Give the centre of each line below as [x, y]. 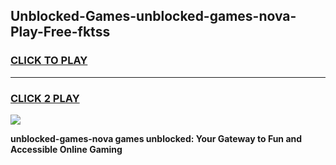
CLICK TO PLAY [49, 61]
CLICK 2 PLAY [45, 98]
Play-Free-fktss [60, 32]
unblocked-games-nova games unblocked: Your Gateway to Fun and [156, 138]
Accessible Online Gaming [66, 149]
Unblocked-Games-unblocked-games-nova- [153, 16]
